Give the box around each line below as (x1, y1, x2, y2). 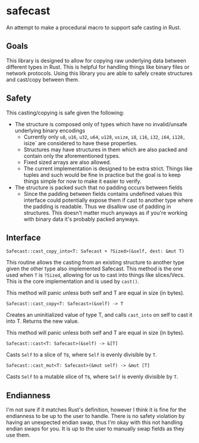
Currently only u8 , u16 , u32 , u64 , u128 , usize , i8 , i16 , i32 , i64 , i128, (23, 133, 186, 141)
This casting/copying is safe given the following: (6, 109, 125, 116)
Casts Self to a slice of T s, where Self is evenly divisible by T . (6, 351, 157, 358)
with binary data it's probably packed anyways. (23, 216, 140, 223)
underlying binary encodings (14, 127, 86, 134)
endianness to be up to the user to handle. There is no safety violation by (6, 413, 185, 420)
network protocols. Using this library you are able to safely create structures (6, 70, 193, 77)
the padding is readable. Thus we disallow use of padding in (23, 202, 171, 210)
